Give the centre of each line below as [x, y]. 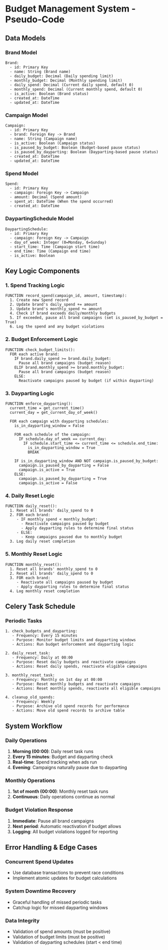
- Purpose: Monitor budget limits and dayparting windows [74, 640]
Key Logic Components [43, 271]
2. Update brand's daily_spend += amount [54, 305]
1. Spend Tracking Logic [35, 285]
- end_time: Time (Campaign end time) [51, 251]
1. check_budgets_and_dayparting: [41, 631]
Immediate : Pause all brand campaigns [53, 821]
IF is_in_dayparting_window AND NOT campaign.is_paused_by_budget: [86, 461]
